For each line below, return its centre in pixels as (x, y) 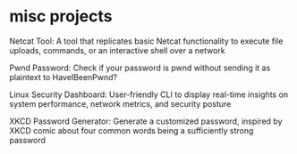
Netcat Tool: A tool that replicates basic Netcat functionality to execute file (146, 41)
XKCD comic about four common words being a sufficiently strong (132, 130)
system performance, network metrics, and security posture (120, 103)
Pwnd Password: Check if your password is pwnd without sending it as (140, 68)
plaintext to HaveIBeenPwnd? (64, 77)
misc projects (61, 16)
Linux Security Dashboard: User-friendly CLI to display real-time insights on (149, 94)
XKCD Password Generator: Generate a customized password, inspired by (146, 121)
